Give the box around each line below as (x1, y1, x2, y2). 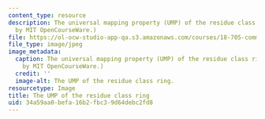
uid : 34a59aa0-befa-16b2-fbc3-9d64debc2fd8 (8, 99, 154, 106)
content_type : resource (8, 11, 87, 20)
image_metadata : (8, 48, 62, 56)
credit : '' (15, 70, 51, 78)
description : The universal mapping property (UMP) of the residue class (8, 19, 256, 27)
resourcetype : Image (8, 84, 77, 92)
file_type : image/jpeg (8, 41, 83, 49)
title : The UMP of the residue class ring (8, 92, 150, 99)
